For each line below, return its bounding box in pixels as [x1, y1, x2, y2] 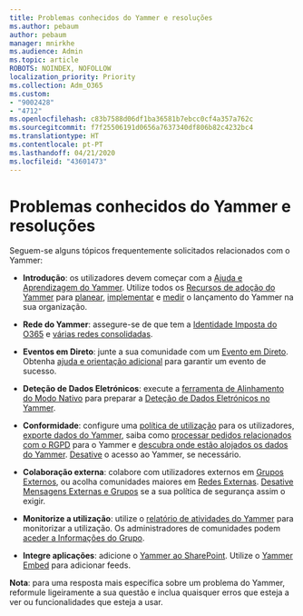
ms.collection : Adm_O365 [9, 81, 103, 90]
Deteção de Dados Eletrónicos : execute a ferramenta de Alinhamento [22, 383, 284, 394]
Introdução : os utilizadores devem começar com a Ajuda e [22, 273, 243, 283]
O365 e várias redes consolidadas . [22, 329, 153, 340]
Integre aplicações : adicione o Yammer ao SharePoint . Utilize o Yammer [22, 551, 293, 561]
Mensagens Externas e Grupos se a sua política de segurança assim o [22, 486, 286, 497]
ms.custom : [9, 89, 51, 98]
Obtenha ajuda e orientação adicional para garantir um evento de [22, 356, 267, 367]
